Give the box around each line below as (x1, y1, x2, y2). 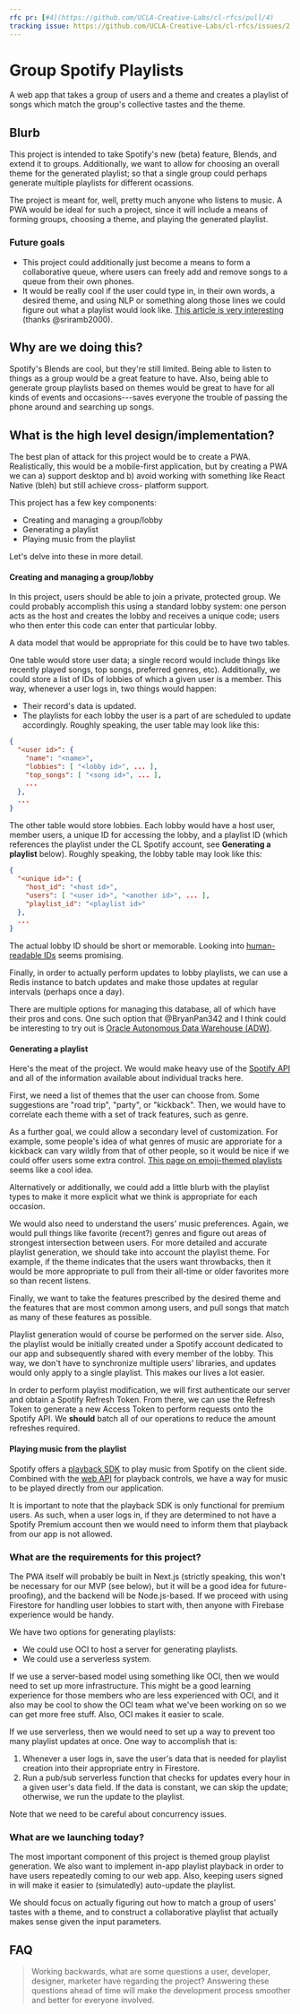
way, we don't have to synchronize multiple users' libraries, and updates (9, 1358, 277, 1369)
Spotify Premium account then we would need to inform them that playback (9, 1518, 288, 1529)
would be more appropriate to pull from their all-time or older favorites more (9, 1266, 289, 1277)
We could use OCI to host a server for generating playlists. (21, 1644, 239, 1655)
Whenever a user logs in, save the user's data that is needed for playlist (21, 1753, 287, 1764)
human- (245, 940, 276, 951)
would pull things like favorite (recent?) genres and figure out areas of (9, 1228, 267, 1239)
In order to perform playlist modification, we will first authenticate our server (9, 1385, 291, 1396)
